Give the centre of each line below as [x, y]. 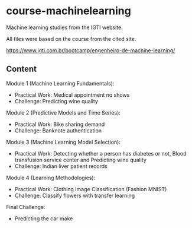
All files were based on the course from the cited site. [71, 39]
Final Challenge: [26, 207]
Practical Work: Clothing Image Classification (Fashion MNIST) [91, 189]
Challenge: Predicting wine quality [56, 101]
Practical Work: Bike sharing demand [60, 124]
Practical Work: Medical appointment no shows [72, 95]
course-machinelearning [69, 11]
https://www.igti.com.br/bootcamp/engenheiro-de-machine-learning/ [91, 50]
